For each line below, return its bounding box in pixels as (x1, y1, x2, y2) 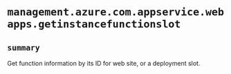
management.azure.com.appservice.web (7, 6, 225, 19)
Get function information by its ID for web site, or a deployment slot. (7, 59, 201, 67)
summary (7, 42, 40, 53)
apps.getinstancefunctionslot (7, 18, 181, 31)
